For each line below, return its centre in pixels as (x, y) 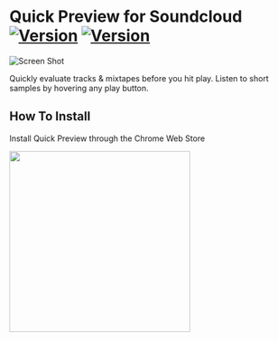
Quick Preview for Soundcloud (126, 17)
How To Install (50, 116)
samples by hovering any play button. (79, 88)
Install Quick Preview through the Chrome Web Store (107, 138)
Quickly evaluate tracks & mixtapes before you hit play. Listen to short (139, 78)
